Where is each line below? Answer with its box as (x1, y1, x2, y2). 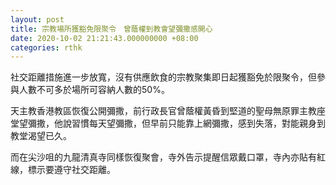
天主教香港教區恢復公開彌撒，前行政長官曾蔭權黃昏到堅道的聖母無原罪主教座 (10, 105, 326, 117)
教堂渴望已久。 (10, 130, 72, 142)
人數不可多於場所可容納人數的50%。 (18, 84, 170, 96)
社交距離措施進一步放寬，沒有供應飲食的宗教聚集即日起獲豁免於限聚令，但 (10, 71, 317, 83)
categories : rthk (10, 42, 83, 53)
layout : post (10, 14, 65, 25)
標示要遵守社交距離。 (27, 164, 116, 176)
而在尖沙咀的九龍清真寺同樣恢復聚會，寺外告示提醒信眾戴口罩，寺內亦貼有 (10, 151, 317, 163)
